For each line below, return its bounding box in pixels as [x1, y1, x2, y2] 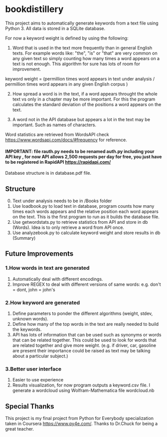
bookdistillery [5, 4, 64, 15]
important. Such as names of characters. [12, 122, 96, 128]
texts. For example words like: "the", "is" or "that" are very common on [12, 50, 158, 56]
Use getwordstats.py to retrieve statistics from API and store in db [12, 219, 148, 225]
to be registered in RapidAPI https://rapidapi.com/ [5, 159, 111, 165]
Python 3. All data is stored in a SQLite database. [5, 25, 106, 31]
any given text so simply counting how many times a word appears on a [12, 55, 160, 61]
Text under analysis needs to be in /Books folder [12, 198, 112, 204]
